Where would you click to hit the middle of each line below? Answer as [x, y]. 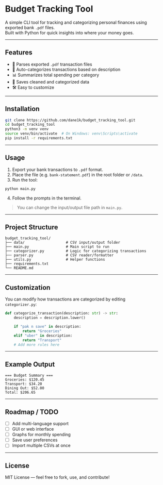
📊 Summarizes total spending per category [56, 75]
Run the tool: [25, 180]
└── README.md [19, 268]
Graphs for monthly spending [41, 435]
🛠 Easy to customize [33, 87]
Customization [28, 287]
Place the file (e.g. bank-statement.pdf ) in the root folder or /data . [78, 175]
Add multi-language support [40, 424]
